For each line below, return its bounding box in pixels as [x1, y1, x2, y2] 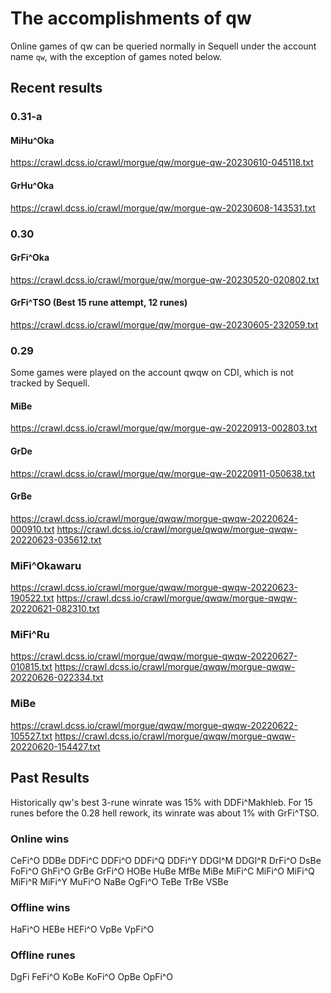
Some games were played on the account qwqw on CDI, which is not [10, 367, 294, 379]
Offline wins [10, 900, 71, 914]
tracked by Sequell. [10, 377, 90, 389]
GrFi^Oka [10, 252, 50, 264]
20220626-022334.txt [10, 672, 104, 684]
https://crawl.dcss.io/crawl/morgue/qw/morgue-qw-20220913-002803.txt [10, 422, 318, 434]
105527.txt [10, 730, 53, 742]
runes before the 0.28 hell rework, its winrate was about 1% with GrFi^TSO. [10, 807, 320, 819]
